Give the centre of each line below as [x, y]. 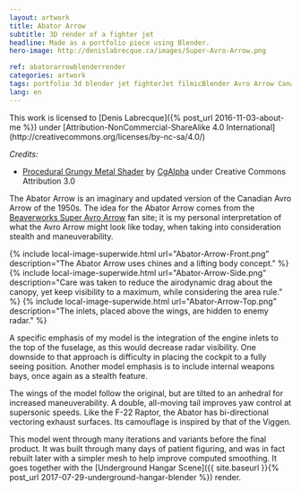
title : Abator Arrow [48, 26]
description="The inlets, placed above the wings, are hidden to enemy [139, 311]
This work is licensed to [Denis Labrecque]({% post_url [111, 117]
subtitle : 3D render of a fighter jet [82, 34]
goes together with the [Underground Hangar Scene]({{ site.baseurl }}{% [144, 468]
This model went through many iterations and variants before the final [138, 439]
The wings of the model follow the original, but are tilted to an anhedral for [146, 393]
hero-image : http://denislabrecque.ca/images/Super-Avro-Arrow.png [138, 51]
